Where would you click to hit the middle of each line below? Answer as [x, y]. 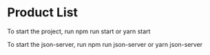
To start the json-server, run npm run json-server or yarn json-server [105, 44]
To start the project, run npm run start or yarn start [79, 31]
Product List [42, 13]
